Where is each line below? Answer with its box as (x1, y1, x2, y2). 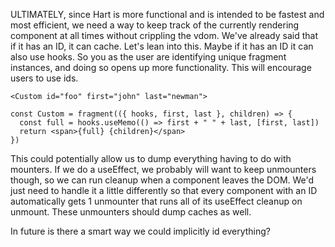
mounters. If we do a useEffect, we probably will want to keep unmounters (10, 164, 317, 175)
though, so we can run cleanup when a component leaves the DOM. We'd (10, 174, 315, 186)
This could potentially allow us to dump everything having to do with (10, 153, 292, 164)
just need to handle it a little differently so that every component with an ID (10, 185, 318, 196)
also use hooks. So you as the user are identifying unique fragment (10, 51, 287, 63)
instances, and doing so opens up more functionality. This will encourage (10, 62, 312, 73)
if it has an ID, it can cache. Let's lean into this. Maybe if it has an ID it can (10, 40, 314, 52)
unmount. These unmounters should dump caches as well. (10, 206, 252, 218)
